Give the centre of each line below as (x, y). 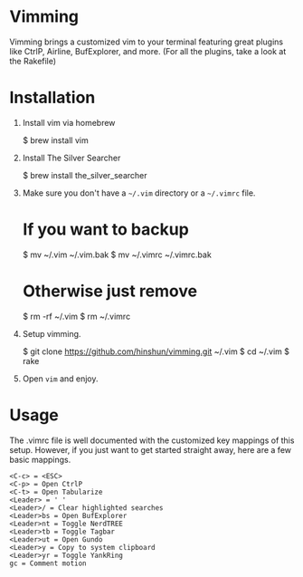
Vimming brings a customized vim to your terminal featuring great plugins (146, 42)
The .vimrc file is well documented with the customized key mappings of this (152, 440)
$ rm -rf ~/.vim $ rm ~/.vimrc (76, 316)
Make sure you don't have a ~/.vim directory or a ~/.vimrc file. (139, 193)
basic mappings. (40, 459)
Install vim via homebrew (69, 122)
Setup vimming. (52, 333)
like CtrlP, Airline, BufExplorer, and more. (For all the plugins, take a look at (148, 51)
